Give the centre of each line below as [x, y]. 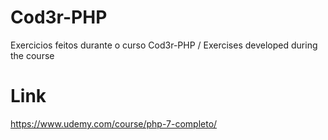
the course [32, 55]
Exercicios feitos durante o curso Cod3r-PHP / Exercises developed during [164, 45]
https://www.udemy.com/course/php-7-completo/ [114, 123]
